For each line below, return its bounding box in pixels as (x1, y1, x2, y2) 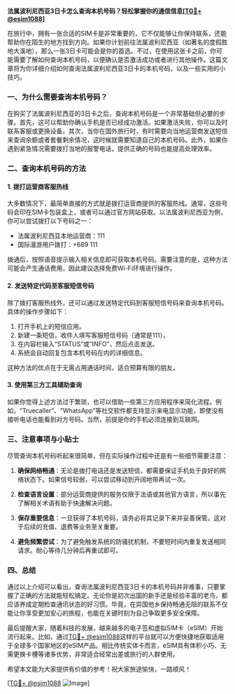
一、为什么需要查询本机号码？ (7, 92, 108, 102)
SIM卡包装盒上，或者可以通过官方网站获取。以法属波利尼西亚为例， (31, 208, 227, 217)
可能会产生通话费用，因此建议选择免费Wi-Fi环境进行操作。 (7, 264, 176, 273)
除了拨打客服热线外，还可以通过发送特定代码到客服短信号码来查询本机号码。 (7, 298, 228, 307)
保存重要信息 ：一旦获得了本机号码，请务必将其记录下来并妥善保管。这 (17, 514, 220, 522)
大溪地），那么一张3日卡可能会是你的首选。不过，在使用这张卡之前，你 (13, 47, 217, 55)
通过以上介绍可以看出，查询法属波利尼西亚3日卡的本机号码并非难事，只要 (7, 583, 220, 591)
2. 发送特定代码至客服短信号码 (7, 282, 94, 290)
